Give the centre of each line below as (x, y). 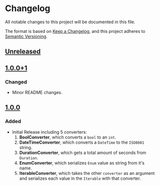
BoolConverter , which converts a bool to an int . (68, 137)
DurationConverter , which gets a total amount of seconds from (83, 153)
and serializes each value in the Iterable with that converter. (80, 178)
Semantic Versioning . (26, 36)
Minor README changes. (37, 92)
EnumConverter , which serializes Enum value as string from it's (82, 163)
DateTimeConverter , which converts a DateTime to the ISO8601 (82, 142)
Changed (16, 82)
